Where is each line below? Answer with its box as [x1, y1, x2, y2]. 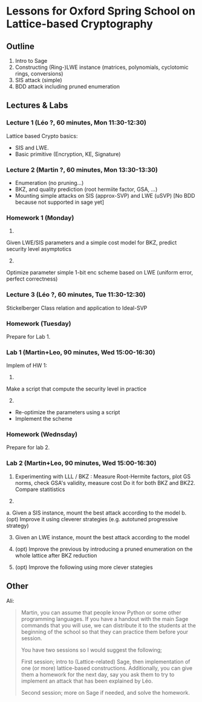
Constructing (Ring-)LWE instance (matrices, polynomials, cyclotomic [15, 63, 189, 71]
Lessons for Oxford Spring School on [6, 4, 195, 18]
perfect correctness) [6, 275, 58, 282]
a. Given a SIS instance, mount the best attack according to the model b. [6, 509, 187, 516]
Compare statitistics [15, 486, 65, 493]
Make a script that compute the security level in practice [6, 385, 147, 392]
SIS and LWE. [15, 144, 50, 151]
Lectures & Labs [6, 100, 68, 111]
